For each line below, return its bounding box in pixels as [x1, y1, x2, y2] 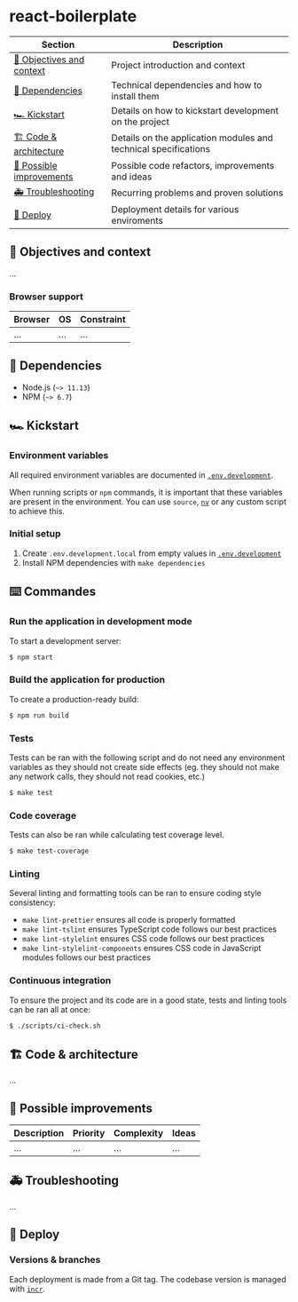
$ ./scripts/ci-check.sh [9, 1021, 101, 1030]
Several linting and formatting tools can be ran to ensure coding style [9, 888, 262, 899]
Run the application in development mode [9, 615, 192, 628]
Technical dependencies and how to [111, 78, 263, 91]
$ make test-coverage [9, 846, 90, 856]
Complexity [114, 1127, 164, 1139]
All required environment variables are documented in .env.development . [9, 469, 273, 480]
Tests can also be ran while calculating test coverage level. [9, 830, 224, 840]
